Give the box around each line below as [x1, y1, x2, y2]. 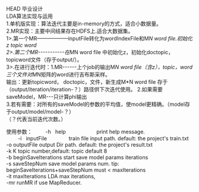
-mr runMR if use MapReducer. [6, 179, 82, 186]
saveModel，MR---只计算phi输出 [6, 93, 87, 100]
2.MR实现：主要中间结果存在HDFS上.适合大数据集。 [6, 27, 134, 34]
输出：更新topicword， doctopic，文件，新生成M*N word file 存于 [6, 78, 168, 85]
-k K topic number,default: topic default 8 [6, 147, 108, 155]
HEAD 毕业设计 [6, 5, 43, 12]
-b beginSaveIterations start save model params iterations [6, 154, 149, 160]
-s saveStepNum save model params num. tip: [6, 160, 119, 167]
